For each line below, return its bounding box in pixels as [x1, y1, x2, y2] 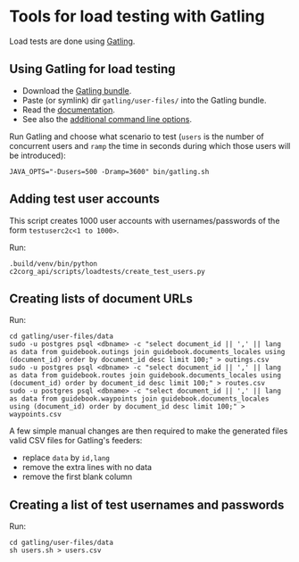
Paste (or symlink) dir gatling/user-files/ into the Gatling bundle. [21, 95, 267, 105]
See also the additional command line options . [21, 113, 192, 124]
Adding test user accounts [9, 192, 161, 207]
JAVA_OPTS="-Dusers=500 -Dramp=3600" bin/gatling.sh [9, 167, 210, 176]
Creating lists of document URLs [9, 291, 194, 306]
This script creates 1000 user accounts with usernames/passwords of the [9, 215, 280, 226]
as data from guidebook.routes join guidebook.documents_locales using [9, 371, 281, 380]
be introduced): [9, 150, 67, 161]
